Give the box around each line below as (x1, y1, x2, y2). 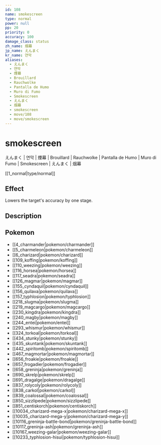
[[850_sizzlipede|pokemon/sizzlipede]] (12, 397, 91, 403)
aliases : (5, 57, 23, 62)
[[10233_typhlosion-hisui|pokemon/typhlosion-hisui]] (12, 434, 120, 440)
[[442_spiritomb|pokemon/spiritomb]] (12, 346, 89, 351)
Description (5, 212, 42, 220)
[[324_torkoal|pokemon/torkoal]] (12, 330, 78, 336)
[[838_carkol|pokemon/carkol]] (12, 387, 75, 393)
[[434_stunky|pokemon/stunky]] (12, 335, 78, 341)
